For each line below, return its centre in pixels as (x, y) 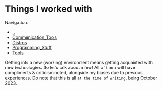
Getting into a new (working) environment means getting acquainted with (79, 62)
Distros (19, 42)
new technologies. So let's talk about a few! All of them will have (70, 67)
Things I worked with (49, 9)
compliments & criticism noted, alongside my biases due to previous (74, 72)
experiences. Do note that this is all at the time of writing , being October (81, 78)
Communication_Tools (35, 37)
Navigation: (17, 22)
